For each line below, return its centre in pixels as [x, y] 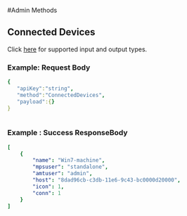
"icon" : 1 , [49, 186]
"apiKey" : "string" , [45, 88]
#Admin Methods [32, 10]
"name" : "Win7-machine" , [69, 160]
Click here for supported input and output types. [77, 49]
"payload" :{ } [36, 101]
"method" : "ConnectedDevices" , [61, 95]
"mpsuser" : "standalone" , [71, 167]
